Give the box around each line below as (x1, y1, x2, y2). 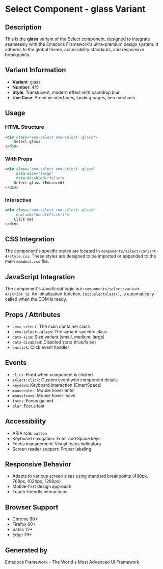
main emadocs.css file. (5, 258, 49, 264)
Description (5, 23, 42, 31)
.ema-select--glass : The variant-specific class (12, 329, 107, 335)
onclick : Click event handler (12, 344, 70, 350)
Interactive (5, 197, 32, 203)
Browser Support (5, 503, 59, 512)
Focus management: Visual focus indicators (12, 441, 101, 447)
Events (5, 359, 27, 367)
